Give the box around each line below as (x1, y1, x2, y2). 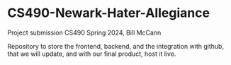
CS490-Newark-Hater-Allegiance (7, 5, 210, 21)
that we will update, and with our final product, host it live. (7, 49, 176, 58)
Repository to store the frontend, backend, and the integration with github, (7, 42, 225, 50)
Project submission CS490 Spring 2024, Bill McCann (7, 28, 162, 37)
